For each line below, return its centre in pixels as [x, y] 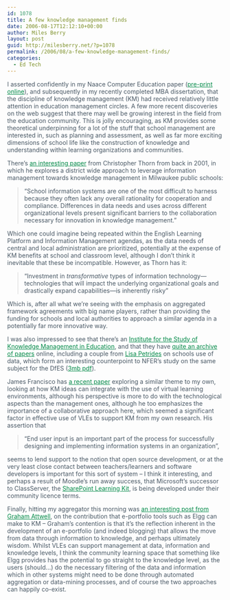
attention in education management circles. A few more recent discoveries [112, 106]
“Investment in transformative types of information [95, 276]
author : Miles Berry [37, 33]
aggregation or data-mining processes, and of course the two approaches [112, 581]
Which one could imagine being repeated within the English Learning [104, 233]
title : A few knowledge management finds [67, 20]
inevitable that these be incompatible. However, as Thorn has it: [97, 262]
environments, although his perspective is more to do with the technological [114, 396]
